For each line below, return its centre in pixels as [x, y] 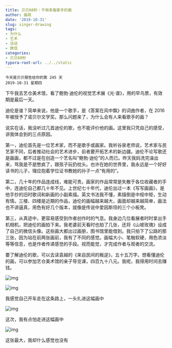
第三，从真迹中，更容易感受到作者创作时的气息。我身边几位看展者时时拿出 [84, 218]
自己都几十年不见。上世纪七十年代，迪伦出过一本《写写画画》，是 [96, 188]
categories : [18, 53]
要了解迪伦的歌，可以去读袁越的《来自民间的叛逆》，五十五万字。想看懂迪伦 [85, 255]
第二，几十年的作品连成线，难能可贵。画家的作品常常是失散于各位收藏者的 [84, 182]
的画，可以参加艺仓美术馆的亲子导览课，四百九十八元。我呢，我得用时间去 [84, 261]
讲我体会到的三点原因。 [30, 134]
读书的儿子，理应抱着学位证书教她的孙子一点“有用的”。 [63, 171]
